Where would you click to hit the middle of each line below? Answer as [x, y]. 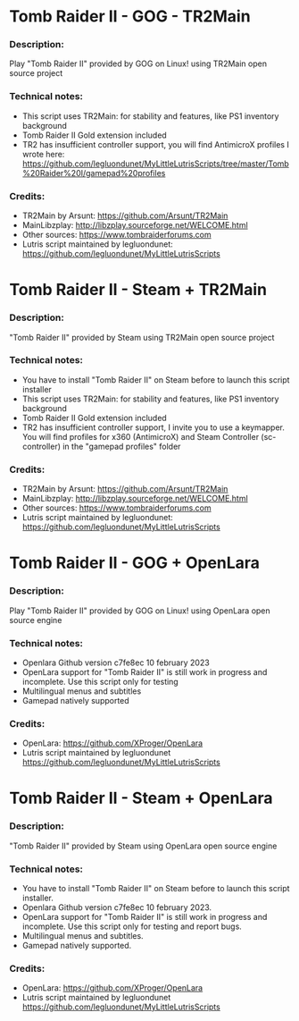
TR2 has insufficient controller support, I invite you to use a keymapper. [154, 427]
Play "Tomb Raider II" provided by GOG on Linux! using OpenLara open [140, 611]
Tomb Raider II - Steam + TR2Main [138, 290]
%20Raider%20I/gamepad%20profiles [94, 173]
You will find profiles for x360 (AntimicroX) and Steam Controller [141, 436]
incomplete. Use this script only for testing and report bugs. [132, 926]
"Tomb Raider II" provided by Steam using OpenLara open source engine [143, 846]
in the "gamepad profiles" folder [121, 446]
